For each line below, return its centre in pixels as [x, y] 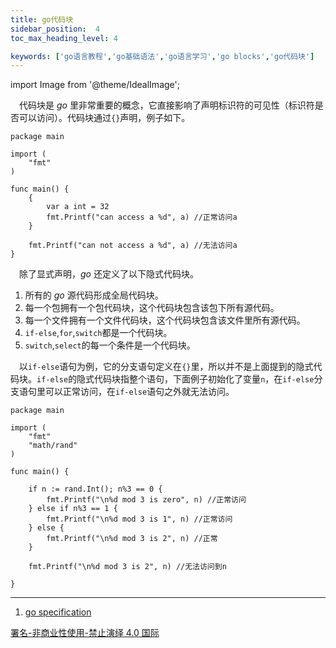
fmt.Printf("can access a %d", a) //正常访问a [142, 217]
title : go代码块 [42, 19]
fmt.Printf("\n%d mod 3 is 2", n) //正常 [132, 539]
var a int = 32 [78, 207]
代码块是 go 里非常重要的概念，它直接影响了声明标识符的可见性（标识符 [167, 105]
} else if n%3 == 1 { [73, 509]
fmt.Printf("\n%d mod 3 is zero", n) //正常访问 [146, 500]
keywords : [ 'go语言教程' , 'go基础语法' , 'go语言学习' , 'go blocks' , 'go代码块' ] [162, 56]
